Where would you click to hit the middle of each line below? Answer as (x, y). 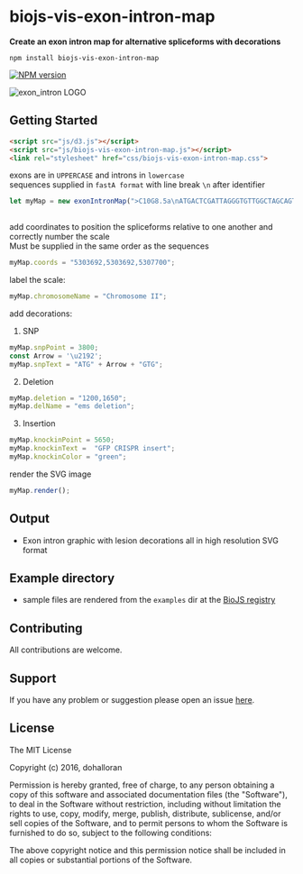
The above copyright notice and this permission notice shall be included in (147, 850)
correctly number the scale (60, 237)
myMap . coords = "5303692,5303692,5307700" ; (92, 263)
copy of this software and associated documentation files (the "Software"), (149, 794)
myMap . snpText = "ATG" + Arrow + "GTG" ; (87, 364)
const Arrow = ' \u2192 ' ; (56, 356)
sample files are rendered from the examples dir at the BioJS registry (149, 600)
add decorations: (41, 314)
